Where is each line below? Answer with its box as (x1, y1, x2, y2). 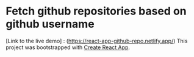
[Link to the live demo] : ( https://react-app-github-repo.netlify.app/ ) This (5, 37, 188, 44)
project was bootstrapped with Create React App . (5, 44, 131, 51)
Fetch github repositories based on (5, 4, 187, 18)
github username (5, 17, 95, 31)
